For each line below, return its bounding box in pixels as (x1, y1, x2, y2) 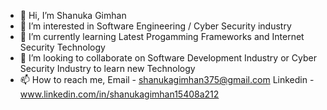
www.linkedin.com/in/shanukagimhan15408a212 (19, 88, 220, 100)
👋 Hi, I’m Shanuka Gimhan (19, 10, 127, 21)
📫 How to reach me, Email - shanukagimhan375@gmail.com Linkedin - (19, 74, 315, 85)
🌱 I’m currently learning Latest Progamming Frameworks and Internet (19, 31, 305, 42)
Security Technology (19, 41, 106, 53)
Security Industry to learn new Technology (19, 63, 196, 74)
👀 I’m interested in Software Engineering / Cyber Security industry (19, 20, 292, 32)
